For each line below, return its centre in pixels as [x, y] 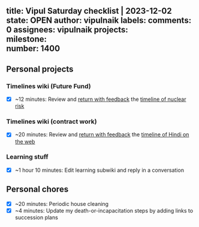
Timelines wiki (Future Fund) [49, 86]
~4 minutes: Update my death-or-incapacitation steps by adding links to [104, 210]
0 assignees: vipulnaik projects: [67, 30]
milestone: [26, 39]
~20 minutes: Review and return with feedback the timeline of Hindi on [102, 135]
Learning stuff [28, 157]
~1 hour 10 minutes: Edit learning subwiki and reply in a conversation [99, 170]
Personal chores [37, 189]
